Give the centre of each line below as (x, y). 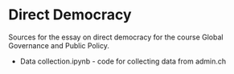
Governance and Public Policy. (59, 45)
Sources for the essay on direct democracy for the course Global (116, 37)
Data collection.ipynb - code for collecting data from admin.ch (123, 61)
